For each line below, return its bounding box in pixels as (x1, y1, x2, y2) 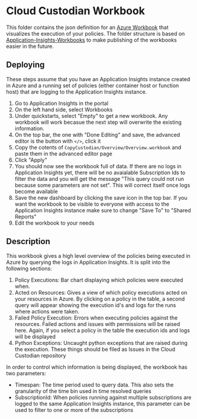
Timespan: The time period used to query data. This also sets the (14, 381, 174, 388)
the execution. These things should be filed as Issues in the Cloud (14, 346, 176, 353)
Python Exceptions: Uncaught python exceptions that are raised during (14, 339, 188, 346)
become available (14, 188, 58, 195)
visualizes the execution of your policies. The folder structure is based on (6, 30, 185, 37)
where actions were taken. (14, 308, 80, 315)
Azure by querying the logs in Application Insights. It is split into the (6, 258, 170, 266)
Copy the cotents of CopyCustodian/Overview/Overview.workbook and (14, 143, 182, 151)
